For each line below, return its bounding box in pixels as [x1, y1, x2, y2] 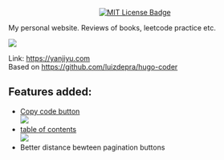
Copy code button [19, 106, 80, 116]
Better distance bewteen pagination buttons [19, 142, 165, 152]
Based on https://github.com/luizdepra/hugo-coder [8, 62, 178, 71]
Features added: [8, 85, 92, 99]
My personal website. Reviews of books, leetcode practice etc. [8, 23, 217, 32]
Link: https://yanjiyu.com [8, 54, 91, 63]
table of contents [19, 124, 77, 134]
